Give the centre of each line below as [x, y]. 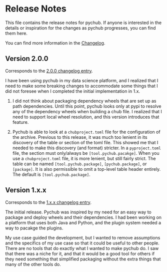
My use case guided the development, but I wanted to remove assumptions [83, 237]
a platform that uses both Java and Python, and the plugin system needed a [83, 222]
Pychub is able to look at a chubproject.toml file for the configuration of [86, 132]
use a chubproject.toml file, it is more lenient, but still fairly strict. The [84, 158]
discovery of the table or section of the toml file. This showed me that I [85, 142]
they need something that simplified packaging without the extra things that [83, 259]
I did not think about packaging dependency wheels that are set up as [84, 101]
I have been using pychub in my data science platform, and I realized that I [82, 80]
